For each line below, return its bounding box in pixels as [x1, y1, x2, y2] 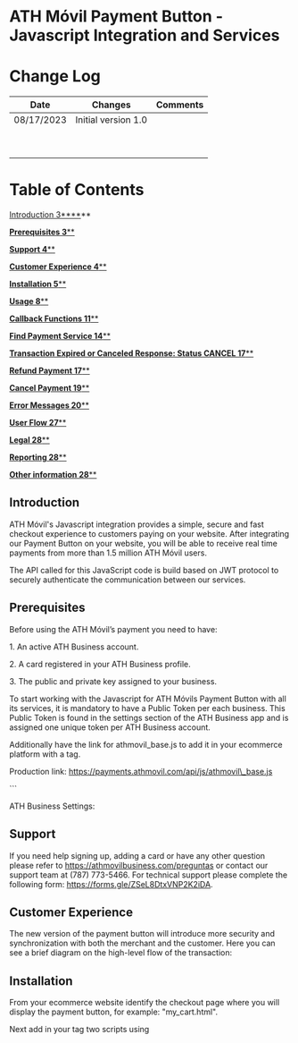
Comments [155, 98, 204, 111]
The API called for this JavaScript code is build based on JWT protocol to [9, 564, 279, 575]
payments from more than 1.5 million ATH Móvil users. [9, 547, 208, 558]
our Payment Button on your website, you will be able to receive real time [9, 538, 278, 548]
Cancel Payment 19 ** [9, 383, 90, 394]
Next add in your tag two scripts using [9, 1024, 150, 1035]
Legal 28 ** [9, 435, 51, 445]
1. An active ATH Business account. [9, 641, 139, 652]
